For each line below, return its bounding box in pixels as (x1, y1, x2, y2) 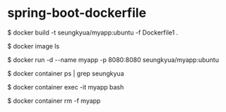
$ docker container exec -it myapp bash (7, 82, 124, 91)
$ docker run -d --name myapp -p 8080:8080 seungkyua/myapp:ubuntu (7, 55, 219, 64)
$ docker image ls (7, 42, 60, 50)
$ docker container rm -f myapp (7, 97, 101, 105)
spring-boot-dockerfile (7, 5, 147, 21)
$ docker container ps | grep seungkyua (7, 69, 124, 77)
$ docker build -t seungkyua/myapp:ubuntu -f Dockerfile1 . (7, 28, 179, 37)
